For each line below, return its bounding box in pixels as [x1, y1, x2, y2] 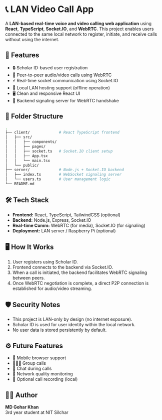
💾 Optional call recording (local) [12, 376, 78, 382]
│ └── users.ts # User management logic [5, 177, 111, 182]
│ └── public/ [5, 163, 39, 168]
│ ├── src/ [5, 134, 32, 140]
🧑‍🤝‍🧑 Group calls [12, 360, 46, 366]
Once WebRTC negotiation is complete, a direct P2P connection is [12, 280, 149, 286]
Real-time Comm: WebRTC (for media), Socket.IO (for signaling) [12, 222, 146, 228]
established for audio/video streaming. [12, 285, 92, 292]
